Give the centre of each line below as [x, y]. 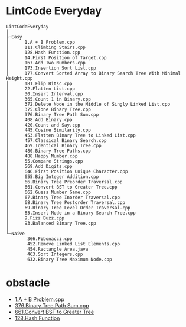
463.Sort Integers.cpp [55, 254]
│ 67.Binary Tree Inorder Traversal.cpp [63, 197]
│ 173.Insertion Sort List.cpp [51, 68]
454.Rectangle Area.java [58, 249]
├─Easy [14, 37]
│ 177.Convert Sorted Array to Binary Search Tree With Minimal [94, 73]
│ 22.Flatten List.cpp [41, 89]
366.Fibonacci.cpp [50, 239]
